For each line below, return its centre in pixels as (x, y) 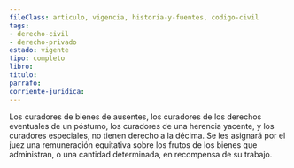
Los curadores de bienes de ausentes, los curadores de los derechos (135, 117)
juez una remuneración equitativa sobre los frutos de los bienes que (133, 145)
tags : (19, 26)
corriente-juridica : (47, 91)
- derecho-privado (43, 42)
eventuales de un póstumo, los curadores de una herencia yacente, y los (142, 126)
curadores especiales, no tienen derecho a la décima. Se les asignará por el (147, 135)
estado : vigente (39, 50)
